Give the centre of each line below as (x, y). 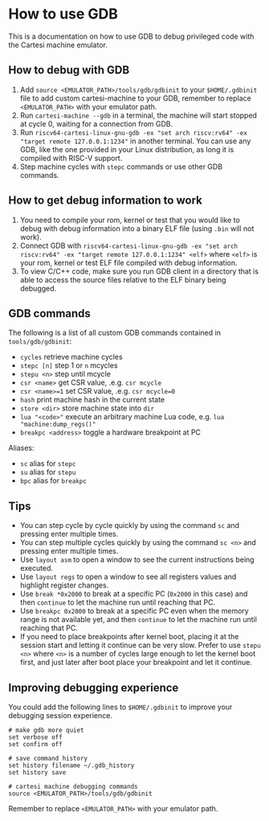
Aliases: (21, 448)
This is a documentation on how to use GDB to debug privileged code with (131, 36)
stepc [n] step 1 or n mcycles (69, 365)
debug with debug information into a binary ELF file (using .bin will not (137, 228)
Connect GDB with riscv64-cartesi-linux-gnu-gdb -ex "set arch (129, 245)
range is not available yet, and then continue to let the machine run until (138, 620)
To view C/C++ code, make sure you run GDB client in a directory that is (139, 271)
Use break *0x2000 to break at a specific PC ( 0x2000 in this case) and (134, 594)
